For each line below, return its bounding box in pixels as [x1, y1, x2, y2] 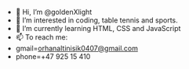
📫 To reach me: [15, 33, 68, 42]
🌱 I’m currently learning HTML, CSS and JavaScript [15, 24, 181, 33]
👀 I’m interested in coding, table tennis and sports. [15, 16, 178, 25]
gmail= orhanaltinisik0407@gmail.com [15, 43, 139, 53]
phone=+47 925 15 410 [15, 52, 91, 61]
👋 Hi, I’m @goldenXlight [15, 8, 93, 16]
